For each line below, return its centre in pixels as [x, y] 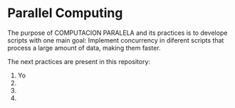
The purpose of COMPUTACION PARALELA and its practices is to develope [117, 33]
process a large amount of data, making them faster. [84, 48]
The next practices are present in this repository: [79, 61]
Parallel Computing [65, 13]
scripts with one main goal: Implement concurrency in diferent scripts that [116, 40]
